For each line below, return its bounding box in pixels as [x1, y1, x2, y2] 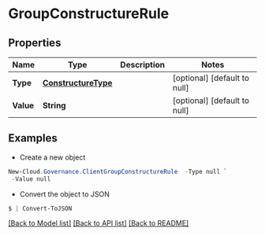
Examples [8, 131, 58, 145]
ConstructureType [42, 78, 113, 88]
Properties [8, 36, 62, 50]
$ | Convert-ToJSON [8, 204, 73, 212]
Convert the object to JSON [19, 189, 110, 199]
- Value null [11, 174, 51, 183]
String [42, 100, 66, 111]
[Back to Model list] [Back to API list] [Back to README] [8, 218, 189, 228]
